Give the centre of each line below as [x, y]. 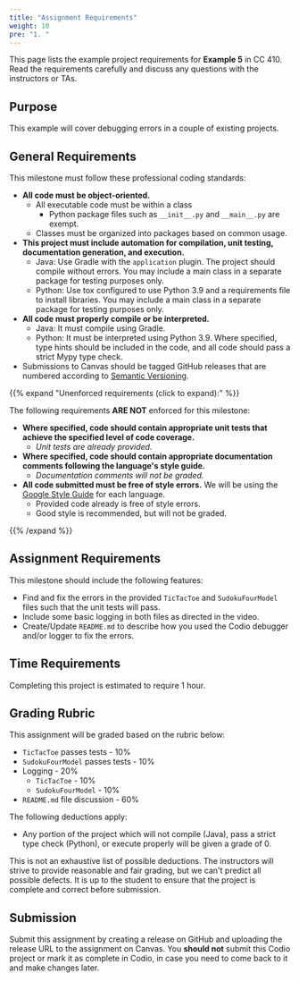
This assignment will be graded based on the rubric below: [117, 735]
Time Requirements [65, 664]
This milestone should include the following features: [106, 580]
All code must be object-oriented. [86, 195]
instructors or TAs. [43, 79]
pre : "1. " [29, 34]
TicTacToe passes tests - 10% [76, 752]
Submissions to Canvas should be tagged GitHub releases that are [144, 366]
